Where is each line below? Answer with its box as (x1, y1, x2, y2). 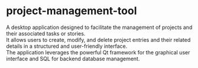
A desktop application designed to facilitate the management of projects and (6, 24, 193, 31)
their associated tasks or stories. (6, 30, 86, 37)
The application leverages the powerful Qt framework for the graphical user (6, 48, 190, 56)
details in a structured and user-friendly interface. (6, 43, 128, 50)
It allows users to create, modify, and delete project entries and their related (6, 36, 191, 43)
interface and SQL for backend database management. (6, 55, 140, 62)
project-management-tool (6, 4, 137, 18)
